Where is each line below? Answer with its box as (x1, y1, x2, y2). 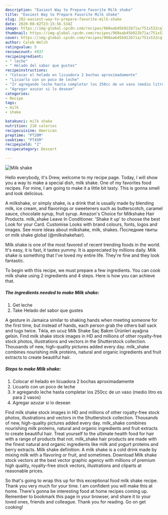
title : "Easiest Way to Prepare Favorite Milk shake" (5, 12, 120, 17)
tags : (5, 101, 16, 106)
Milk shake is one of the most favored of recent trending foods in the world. (5, 242, 161, 248)
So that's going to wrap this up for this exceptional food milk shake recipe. (5, 477, 158, 483)
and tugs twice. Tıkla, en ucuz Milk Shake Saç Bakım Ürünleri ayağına (5, 327, 148, 333)
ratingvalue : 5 (5, 45, 37, 50)
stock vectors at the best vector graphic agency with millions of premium (5, 457, 156, 463)
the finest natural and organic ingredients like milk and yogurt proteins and (5, 441, 158, 447)
